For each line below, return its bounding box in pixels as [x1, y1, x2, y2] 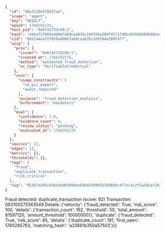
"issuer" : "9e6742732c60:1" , [18, 50, 78, 55]
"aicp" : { [9, 41, 29, 46]
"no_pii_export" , [23, 82, 58, 87]
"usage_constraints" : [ [18, 78, 67, 83]
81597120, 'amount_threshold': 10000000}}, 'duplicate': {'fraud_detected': [5, 212, 155, 218]
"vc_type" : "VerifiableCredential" [18, 64, 91, 69]
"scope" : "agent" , [9, 14, 48, 19]
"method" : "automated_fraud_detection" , [18, 59, 102, 64]
